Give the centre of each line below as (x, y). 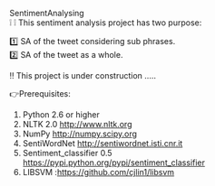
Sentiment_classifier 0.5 (67, 153)
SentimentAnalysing (47, 13)
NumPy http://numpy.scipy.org (80, 134)
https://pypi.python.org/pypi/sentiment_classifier (114, 163)
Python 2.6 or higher (61, 115)
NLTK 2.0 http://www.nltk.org (77, 124)
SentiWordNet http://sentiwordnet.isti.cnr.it (103, 143)
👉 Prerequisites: (40, 93)
